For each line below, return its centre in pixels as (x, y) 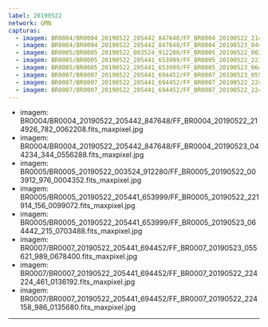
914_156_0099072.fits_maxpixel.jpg (77, 206)
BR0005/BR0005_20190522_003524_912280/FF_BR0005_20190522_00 (138, 171)
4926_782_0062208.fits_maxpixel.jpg (81, 129)
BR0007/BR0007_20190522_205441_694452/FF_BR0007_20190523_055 (138, 248)
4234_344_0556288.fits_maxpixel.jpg (82, 155)
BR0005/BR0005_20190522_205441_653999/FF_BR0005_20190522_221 (139, 197)
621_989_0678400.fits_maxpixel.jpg (79, 257)
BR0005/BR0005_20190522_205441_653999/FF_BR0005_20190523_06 (138, 223)
